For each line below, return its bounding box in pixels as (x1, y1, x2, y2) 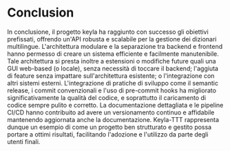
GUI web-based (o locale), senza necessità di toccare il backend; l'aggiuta (7, 64, 219, 72)
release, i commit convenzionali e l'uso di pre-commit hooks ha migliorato (7, 86, 217, 94)
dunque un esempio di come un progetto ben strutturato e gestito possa (7, 123, 212, 131)
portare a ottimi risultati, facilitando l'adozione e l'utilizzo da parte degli (7, 130, 209, 139)
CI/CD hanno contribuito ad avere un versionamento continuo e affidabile (7, 108, 215, 117)
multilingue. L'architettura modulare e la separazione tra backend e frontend (7, 42, 222, 50)
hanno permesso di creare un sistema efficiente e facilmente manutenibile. (7, 50, 219, 58)
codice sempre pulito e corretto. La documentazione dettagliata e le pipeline (7, 101, 224, 109)
